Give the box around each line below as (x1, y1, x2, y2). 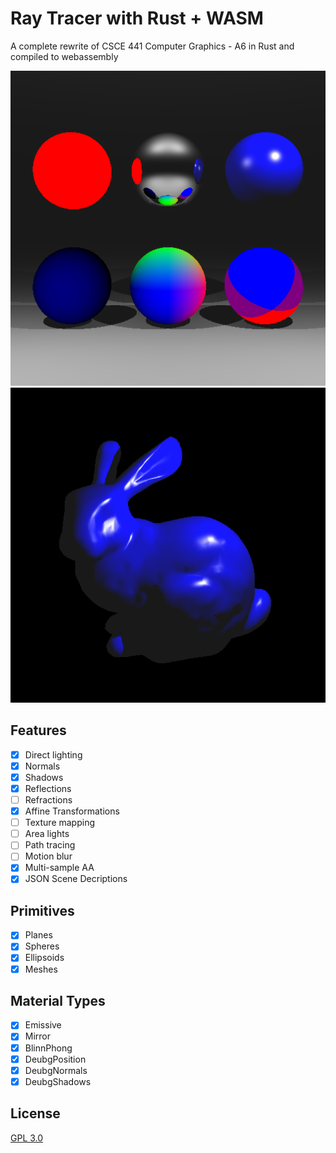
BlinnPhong (24, 1042, 73, 1054)
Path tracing (24, 839, 76, 851)
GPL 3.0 (10, 1132, 44, 1144)
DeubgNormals (24, 1064, 88, 1076)
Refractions (24, 794, 73, 806)
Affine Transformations (24, 805, 120, 817)
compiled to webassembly (10, 50, 119, 62)
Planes (24, 929, 53, 941)
